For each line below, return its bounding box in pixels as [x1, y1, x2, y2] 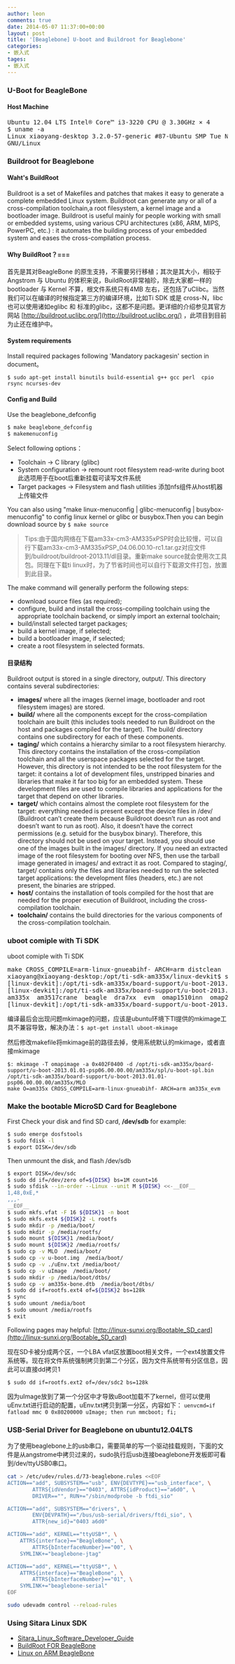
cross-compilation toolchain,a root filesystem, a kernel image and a [7, 204, 201, 212]
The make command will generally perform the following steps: [7, 583, 189, 592]
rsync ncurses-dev [7, 381, 61, 387]
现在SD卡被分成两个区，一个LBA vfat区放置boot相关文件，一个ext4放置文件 [7, 1347, 226, 1356]
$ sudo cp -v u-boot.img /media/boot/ [7, 1255, 124, 1262]
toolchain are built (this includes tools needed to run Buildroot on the [17, 718, 215, 726]
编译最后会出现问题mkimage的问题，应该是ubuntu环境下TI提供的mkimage [7, 1014, 221, 1023]
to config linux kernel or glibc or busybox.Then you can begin [46, 513, 224, 521]
